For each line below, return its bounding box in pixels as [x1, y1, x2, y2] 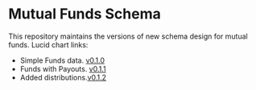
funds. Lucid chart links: [8, 39, 89, 49]
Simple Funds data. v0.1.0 [19, 55, 105, 65]
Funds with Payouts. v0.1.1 [19, 63, 106, 73]
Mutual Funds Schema [8, 5, 161, 23]
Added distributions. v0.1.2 [19, 72, 107, 82]
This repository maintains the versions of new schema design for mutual [8, 31, 248, 41]
